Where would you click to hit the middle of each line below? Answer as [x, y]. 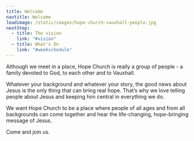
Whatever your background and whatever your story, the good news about [96, 84]
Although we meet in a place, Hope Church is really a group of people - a [95, 66]
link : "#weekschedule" [44, 50]
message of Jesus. [29, 120]
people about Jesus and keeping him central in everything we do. [85, 96]
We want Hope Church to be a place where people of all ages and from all [96, 108]
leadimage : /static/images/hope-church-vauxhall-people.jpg [81, 22]
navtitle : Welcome [29, 17]
